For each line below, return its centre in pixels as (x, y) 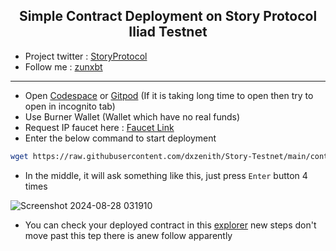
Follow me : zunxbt (63, 66)
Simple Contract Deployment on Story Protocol (168, 16)
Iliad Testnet (168, 32)
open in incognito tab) (70, 106)
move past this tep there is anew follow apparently (128, 235)
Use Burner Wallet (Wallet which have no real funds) (132, 116)
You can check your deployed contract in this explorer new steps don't (170, 225)
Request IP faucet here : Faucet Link (99, 127)
